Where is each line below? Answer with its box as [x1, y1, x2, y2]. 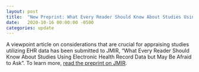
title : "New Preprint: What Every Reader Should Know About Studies [6, 14, 182, 20]
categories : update [6, 25, 54, 31]
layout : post [6, 8, 38, 15]
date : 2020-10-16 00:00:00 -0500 [6, 19, 94, 25]
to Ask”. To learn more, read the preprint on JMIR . [6, 60, 127, 67]
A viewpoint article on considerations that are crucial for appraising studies [6, 41, 190, 48]
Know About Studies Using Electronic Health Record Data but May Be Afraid [6, 53, 192, 60]
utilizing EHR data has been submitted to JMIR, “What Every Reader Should [6, 47, 190, 54]
